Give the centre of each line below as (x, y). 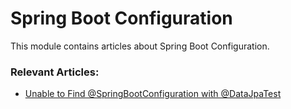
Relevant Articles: (55, 72)
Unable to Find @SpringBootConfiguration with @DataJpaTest (153, 94)
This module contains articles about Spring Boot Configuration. (140, 46)
